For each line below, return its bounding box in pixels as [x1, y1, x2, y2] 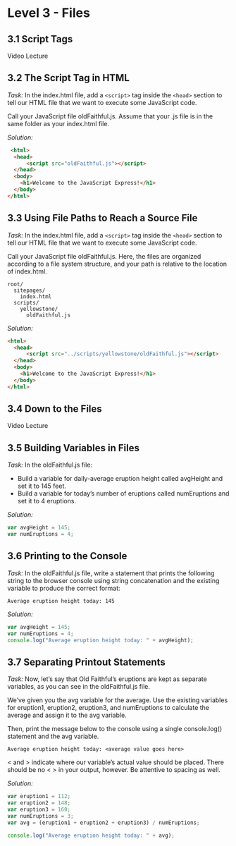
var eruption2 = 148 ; [7, 799, 71, 807]
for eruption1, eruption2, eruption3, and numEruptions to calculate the [7, 704, 210, 712]
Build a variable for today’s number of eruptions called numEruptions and [17, 489, 230, 498]
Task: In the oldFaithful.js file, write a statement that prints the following [7, 569, 215, 577]
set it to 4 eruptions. [17, 497, 76, 505]
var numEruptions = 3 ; [7, 812, 74, 819]
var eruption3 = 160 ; [7, 806, 71, 813]
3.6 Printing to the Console [7, 550, 128, 562]
